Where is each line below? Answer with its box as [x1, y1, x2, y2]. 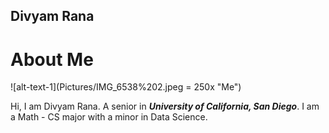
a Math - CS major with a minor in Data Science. [10, 111, 208, 123]
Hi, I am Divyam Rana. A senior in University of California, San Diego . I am [10, 100, 320, 113]
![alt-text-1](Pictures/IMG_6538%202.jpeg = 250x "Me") [10, 81, 242, 93]
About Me [10, 48, 94, 71]
